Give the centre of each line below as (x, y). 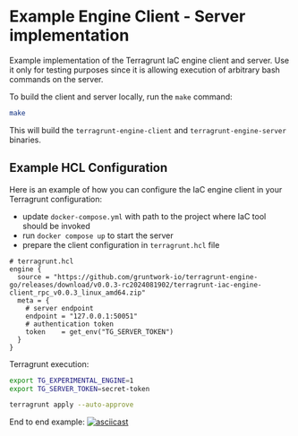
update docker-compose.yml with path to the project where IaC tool (144, 216)
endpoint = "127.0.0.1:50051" (82, 316)
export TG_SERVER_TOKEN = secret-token (80, 389)
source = (34, 277)
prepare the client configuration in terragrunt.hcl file (121, 244)
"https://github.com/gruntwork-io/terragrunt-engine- (155, 277)
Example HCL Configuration (89, 168)
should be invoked (56, 226)
